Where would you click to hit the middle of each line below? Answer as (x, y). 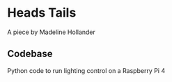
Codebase (30, 54)
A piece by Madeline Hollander (52, 32)
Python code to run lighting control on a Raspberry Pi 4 (86, 70)
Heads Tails (42, 13)
